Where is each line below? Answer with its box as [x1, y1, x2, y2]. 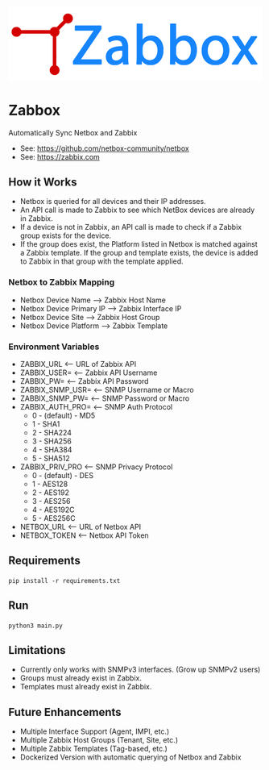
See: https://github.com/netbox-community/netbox [19, 144, 189, 153]
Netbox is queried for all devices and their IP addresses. [19, 197, 207, 206]
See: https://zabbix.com [19, 152, 101, 161]
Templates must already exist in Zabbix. [19, 682, 152, 692]
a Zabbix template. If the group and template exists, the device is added [19, 248, 259, 258]
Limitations [8, 643, 66, 657]
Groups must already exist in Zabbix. [19, 673, 143, 683]
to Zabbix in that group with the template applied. [19, 256, 184, 266]
